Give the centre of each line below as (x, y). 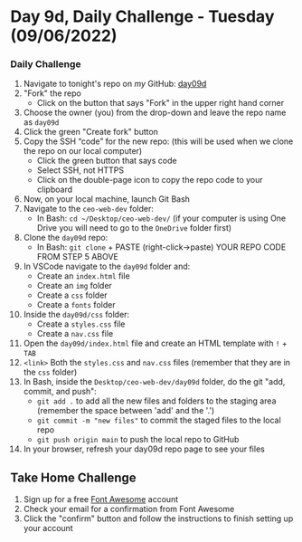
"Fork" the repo (52, 93)
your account (48, 528)
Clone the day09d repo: (66, 238)
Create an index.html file (83, 276)
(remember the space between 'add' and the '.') (126, 411)
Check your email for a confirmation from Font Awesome (129, 509)
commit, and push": (60, 392)
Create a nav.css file (75, 334)
